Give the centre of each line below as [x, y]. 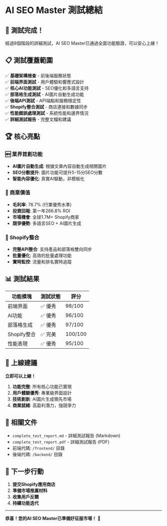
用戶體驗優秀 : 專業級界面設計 [42, 393]
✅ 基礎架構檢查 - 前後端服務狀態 [38, 75]
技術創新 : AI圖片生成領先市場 [42, 399]
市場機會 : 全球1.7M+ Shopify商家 [46, 217]
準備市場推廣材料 [30, 491]
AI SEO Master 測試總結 [54, 10]
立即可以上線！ [20, 376]
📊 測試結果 [22, 279]
